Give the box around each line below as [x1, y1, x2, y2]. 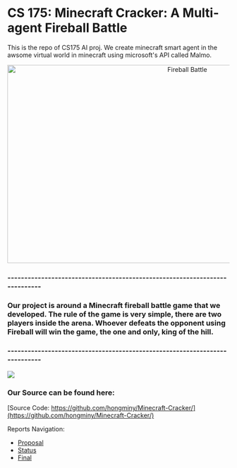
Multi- [182, 5, 219, 21]
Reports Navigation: [7, 425, 65, 433]
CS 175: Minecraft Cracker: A [7, 5, 180, 21]
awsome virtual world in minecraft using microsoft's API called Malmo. [7, 51, 212, 59]
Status [17, 446, 37, 455]
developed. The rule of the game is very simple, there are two [7, 309, 222, 319]
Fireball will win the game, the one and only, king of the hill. [7, 326, 214, 336]
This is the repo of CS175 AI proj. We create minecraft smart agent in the [7, 43, 217, 51]
